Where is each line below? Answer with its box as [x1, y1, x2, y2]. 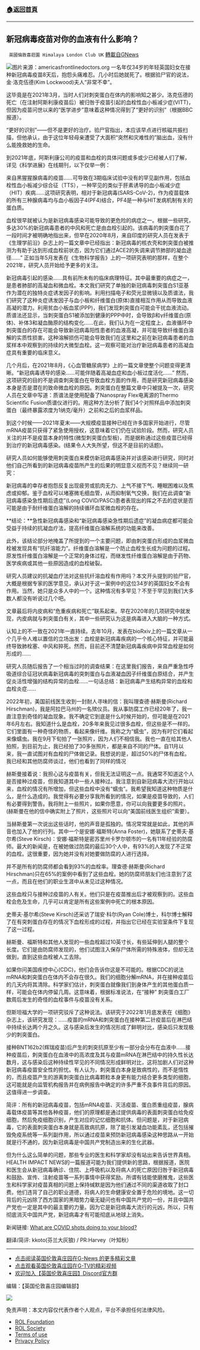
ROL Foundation [14, 1318, 55, 1325]
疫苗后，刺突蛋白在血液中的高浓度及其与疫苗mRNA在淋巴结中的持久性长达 [11, 1051, 194, 1058]
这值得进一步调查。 [6, 1089, 54, 1096]
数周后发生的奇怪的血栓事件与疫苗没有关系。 [6, 996, 116, 1003]
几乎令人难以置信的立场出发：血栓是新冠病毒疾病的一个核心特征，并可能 [11, 635, 189, 642]
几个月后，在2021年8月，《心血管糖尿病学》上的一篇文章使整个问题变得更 [6, 362, 186, 369]
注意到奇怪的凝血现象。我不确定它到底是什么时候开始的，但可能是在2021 [11, 713, 190, 720]
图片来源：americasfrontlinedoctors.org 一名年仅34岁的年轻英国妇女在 [12, 64, 186, 71]
